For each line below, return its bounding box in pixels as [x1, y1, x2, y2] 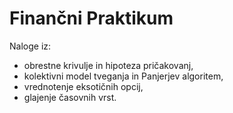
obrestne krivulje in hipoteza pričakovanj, [23, 59, 194, 71]
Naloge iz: [9, 40, 52, 52]
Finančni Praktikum [9, 7, 174, 30]
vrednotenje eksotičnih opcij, [23, 80, 144, 92]
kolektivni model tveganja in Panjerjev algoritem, [23, 70, 224, 82]
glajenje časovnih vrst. [23, 91, 117, 103]
